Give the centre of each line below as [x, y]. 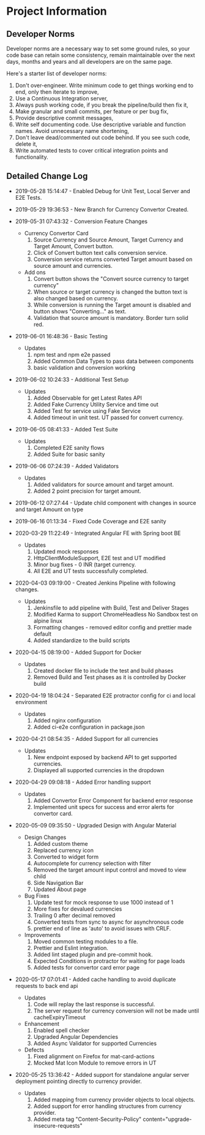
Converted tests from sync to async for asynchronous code [109, 922]
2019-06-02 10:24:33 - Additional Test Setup [72, 379]
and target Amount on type [49, 509]
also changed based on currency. [76, 298]
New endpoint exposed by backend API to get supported [105, 757]
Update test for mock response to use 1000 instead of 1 [103, 902]
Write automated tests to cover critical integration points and [91, 150]
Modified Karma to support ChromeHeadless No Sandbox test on [116, 614]
